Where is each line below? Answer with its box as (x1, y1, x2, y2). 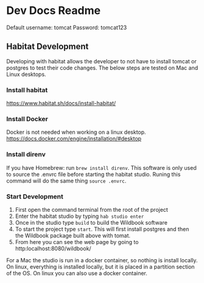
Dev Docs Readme (6, 4, 101, 18)
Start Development (6, 192, 64, 201)
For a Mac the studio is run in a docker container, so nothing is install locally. (6, 256, 198, 264)
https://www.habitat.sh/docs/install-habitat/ (6, 100, 116, 107)
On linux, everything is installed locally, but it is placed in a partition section (6, 263, 195, 270)
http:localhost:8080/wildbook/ (15, 245, 91, 252)
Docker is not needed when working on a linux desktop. (6, 128, 146, 136)
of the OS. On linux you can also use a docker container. (6, 269, 148, 277)
